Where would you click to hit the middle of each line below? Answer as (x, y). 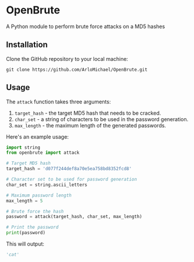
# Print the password (32, 227)
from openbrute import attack (43, 153)
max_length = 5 (25, 201)
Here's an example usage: (37, 137)
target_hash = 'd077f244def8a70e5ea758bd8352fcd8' (69, 169)
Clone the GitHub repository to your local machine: (67, 58)
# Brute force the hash (35, 211)
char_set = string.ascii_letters (47, 185)
